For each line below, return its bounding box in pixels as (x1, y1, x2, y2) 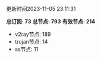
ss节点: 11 (14, 45, 39, 53)
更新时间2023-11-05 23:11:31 (6, 5, 76, 12)
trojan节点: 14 (14, 38, 49, 45)
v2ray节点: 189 (14, 30, 52, 38)
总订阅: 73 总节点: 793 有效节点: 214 (6, 18, 96, 25)
